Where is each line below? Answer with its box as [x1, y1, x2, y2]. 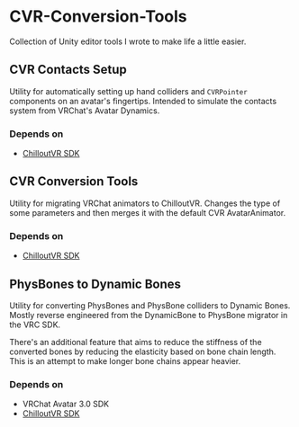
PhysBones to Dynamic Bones [9, 276, 182, 291]
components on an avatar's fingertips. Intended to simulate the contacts [9, 95, 277, 106]
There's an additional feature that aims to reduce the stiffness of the [9, 336, 263, 347]
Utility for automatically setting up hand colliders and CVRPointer [9, 85, 248, 96]
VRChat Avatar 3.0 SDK [22, 398, 110, 410]
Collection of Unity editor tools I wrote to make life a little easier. [9, 36, 247, 47]
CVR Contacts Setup [9, 62, 128, 77]
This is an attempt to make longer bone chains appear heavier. [9, 355, 241, 366]
